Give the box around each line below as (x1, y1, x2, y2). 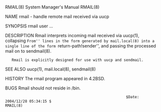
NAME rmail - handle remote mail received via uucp (5, 14, 109, 19)
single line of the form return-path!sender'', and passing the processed (5, 43, 156, 48)
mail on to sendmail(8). (5, 48, 52, 54)
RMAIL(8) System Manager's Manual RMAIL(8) (5, 4, 100, 10)
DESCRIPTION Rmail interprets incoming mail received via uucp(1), (5, 33, 140, 38)
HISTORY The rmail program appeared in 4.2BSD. (5, 76, 106, 81)
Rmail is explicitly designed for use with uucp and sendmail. (11, 58, 144, 63)
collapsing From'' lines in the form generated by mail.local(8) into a (5, 38, 155, 44)
